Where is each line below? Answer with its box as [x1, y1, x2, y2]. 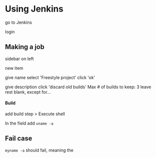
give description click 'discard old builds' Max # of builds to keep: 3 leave [5, 84, 151, 90]
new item [5, 65, 23, 71]
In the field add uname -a [5, 120, 54, 126]
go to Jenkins [5, 19, 32, 25]
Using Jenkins [5, 3, 64, 15]
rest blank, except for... [5, 89, 51, 95]
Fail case [5, 134, 32, 142]
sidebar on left [5, 56, 34, 62]
